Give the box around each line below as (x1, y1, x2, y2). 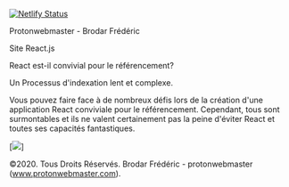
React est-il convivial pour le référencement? (9, 61, 174, 70)
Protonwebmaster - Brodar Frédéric (9, 26, 140, 36)
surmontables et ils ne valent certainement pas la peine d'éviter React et (9, 114, 275, 124)
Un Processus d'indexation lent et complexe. (9, 77, 174, 88)
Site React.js (9, 43, 55, 53)
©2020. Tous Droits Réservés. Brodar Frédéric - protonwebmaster (9, 159, 253, 169)
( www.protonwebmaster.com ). (9, 168, 121, 178)
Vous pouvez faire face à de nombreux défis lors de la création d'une (9, 94, 263, 105)
